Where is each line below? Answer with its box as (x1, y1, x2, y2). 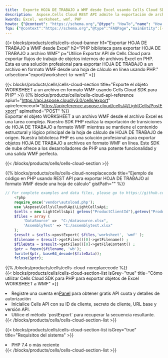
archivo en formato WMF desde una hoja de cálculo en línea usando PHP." (5, 66, 158, 73)
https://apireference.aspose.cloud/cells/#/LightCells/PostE (41, 103, 162, 109)
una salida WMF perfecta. (5, 151, 58, 157)
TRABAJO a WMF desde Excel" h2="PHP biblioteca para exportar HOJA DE (5, 45, 161, 51)
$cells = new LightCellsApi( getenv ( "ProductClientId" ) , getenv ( (14, 209, 151, 214)
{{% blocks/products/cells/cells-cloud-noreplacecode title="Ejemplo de (5, 170, 153, 176)
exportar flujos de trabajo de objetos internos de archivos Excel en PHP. (5, 56, 153, 62)
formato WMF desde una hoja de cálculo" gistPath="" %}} (5, 181, 125, 187)
